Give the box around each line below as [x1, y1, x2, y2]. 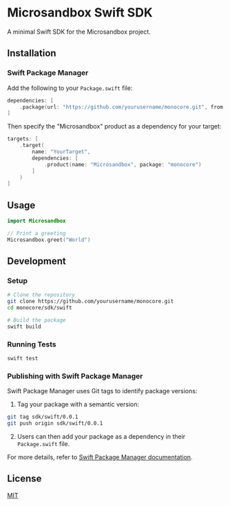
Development [7, 256, 67, 267]
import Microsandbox [7, 218, 67, 225]
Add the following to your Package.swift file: [7, 84, 133, 92]
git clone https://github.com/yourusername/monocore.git [7, 298, 174, 305]
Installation [7, 47, 56, 59]
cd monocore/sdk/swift [7, 305, 72, 311]
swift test [7, 355, 39, 362]
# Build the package [7, 317, 67, 324]
